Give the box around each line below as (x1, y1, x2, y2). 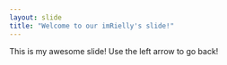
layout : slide (9, 12, 63, 22)
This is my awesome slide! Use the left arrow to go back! (9, 45, 219, 56)
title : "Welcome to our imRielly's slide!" (9, 21, 175, 30)
